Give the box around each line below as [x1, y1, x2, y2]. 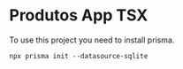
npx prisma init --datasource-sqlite [9, 51, 149, 60]
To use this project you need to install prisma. [9, 34, 175, 45]
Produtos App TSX [9, 5, 149, 26]
